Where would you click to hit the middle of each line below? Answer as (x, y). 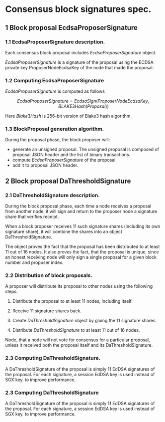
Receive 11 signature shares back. (47, 311)
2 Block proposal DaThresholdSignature (68, 181)
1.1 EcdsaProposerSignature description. (55, 42)
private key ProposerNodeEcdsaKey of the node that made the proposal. (80, 67)
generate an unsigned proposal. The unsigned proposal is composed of (85, 149)
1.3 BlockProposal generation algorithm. (55, 129)
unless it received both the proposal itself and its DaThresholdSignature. (79, 345)
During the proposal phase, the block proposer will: (58, 140)
